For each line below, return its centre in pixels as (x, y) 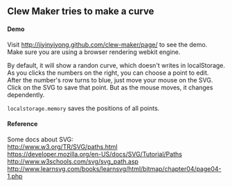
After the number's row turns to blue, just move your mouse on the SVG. (110, 80)
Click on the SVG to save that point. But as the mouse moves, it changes (110, 87)
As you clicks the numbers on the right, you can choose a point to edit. (108, 73)
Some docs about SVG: (41, 139)
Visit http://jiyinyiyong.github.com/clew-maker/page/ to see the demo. (107, 44)
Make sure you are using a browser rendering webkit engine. (94, 52)
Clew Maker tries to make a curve (81, 11)
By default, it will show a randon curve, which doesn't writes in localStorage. (116, 65)
